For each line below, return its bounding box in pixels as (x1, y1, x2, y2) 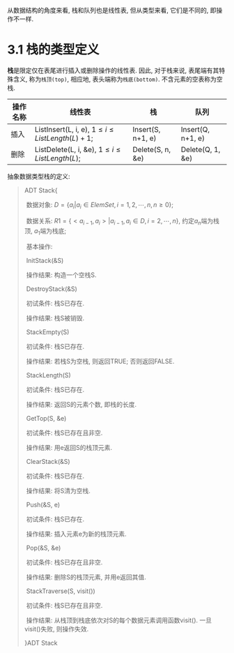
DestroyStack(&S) (26, 285, 78, 293)
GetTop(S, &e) (26, 414, 67, 423)
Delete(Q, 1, (180, 144, 221, 154)
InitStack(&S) (26, 257, 64, 265)
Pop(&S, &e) (26, 543, 61, 553)
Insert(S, (132, 124, 161, 134)
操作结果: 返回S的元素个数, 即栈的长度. (26, 400, 137, 409)
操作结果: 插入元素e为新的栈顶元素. (26, 530, 127, 539)
